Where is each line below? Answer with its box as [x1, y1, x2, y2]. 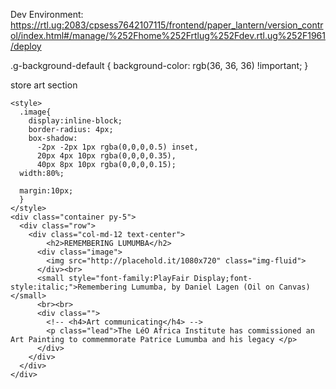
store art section [10, 79, 78, 91]
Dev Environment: [10, 9, 84, 20]
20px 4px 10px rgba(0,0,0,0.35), [36, 151, 177, 161]
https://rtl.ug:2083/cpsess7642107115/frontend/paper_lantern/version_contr [10, 19, 324, 31]
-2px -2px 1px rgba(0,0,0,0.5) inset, [36, 142, 199, 152]
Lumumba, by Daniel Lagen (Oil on [131, 282, 275, 292]
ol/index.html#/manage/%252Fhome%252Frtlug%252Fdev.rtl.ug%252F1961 [10, 30, 326, 41]
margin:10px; [19, 186, 74, 196]
